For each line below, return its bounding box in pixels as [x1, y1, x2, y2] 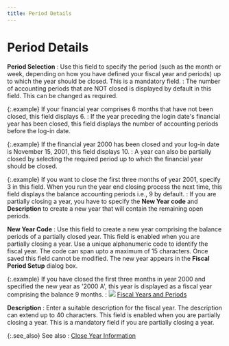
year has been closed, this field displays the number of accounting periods [7, 119, 219, 128]
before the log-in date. [7, 126, 71, 135]
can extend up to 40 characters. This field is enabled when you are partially [7, 310, 221, 319]
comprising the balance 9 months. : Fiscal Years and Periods [7, 290, 187, 299]
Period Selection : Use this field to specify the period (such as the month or [7, 62, 221, 71]
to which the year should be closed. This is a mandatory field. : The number [7, 77, 221, 85]
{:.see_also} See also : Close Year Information [7, 331, 136, 340]
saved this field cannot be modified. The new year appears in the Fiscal [7, 254, 210, 262]
